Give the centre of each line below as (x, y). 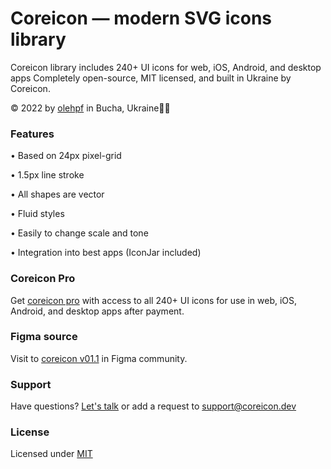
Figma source (44, 337)
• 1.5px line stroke (47, 175)
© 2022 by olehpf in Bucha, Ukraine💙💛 (90, 108)
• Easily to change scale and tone (79, 233)
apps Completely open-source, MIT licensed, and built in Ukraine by (151, 78)
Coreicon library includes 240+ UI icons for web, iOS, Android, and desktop (166, 67)
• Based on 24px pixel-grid (66, 156)
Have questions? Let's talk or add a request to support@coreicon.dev (153, 406)
